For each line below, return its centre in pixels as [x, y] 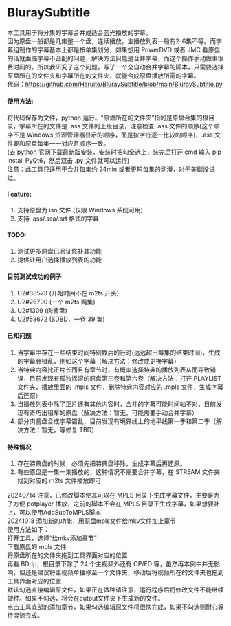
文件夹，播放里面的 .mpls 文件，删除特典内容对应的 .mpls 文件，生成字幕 [120, 387]
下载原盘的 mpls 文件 [37, 547]
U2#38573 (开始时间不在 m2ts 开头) [68, 293]
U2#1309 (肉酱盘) [42, 310]
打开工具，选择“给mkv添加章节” [52, 538]
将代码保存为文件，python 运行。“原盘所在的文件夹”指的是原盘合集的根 [108, 118]
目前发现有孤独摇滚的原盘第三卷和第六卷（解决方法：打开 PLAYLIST [125, 378]
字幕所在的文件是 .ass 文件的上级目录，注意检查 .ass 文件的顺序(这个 [117, 126]
